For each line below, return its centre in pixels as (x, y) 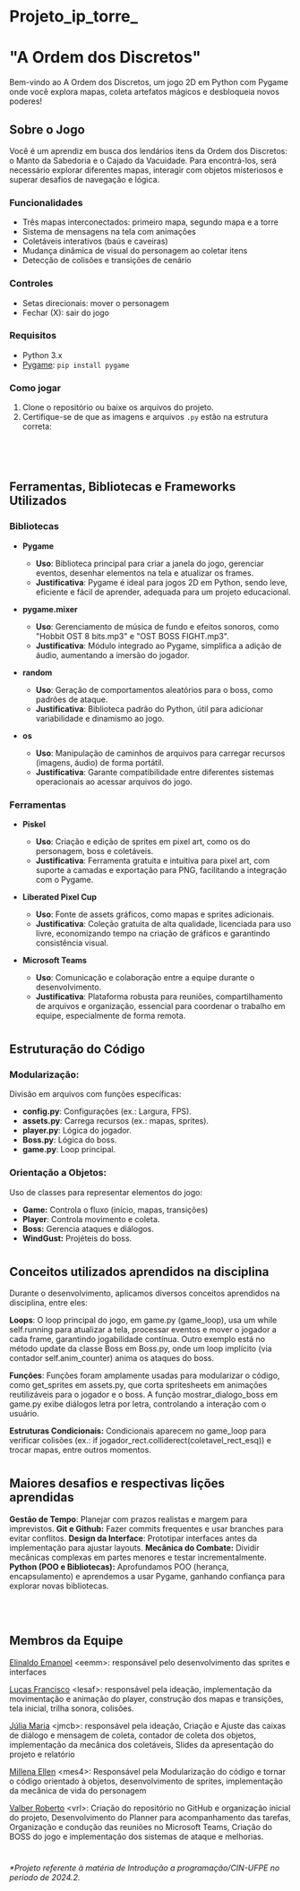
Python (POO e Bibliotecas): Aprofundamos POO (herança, (119, 1566)
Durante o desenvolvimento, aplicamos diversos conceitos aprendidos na (145, 1293)
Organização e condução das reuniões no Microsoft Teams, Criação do (141, 1827)
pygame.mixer (50, 609)
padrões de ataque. (72, 699)
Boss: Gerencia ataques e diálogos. (88, 1228)
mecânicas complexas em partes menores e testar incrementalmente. (138, 1557)
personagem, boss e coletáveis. (94, 851)
